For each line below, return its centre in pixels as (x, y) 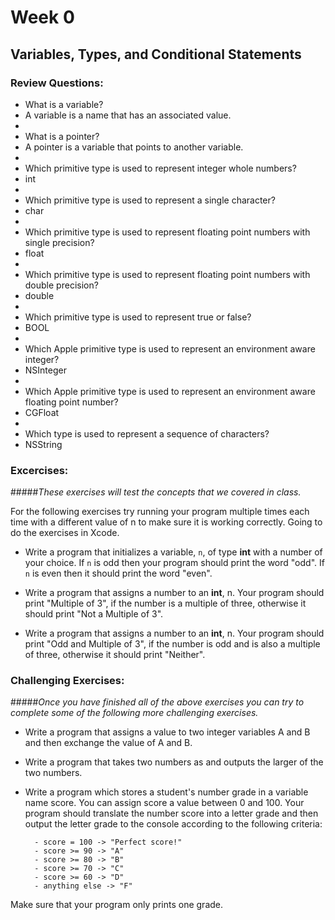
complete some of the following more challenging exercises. (134, 713)
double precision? (61, 285)
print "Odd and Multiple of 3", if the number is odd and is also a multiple (172, 644)
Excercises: (39, 470)
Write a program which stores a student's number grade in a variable (166, 792)
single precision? (59, 242)
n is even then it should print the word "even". (118, 573)
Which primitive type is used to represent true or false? (138, 317)
